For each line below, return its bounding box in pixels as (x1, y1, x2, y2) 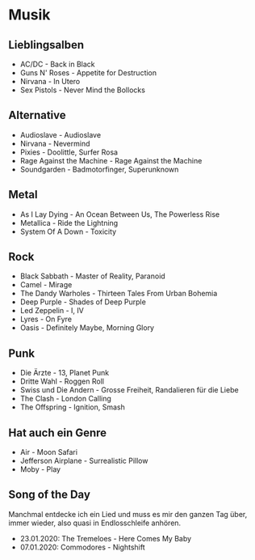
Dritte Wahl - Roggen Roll (19, 376, 105, 386)
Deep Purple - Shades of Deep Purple (19, 297, 147, 307)
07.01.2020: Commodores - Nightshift (19, 542, 145, 552)
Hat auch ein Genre (8, 426, 107, 439)
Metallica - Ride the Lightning (19, 218, 119, 227)
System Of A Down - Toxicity (19, 227, 117, 236)
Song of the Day (8, 488, 91, 502)
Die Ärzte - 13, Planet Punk (19, 368, 110, 378)
